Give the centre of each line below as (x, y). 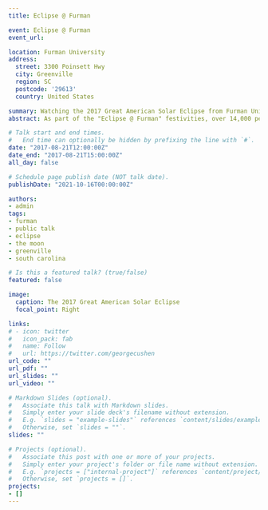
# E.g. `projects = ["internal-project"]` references (103, 472)
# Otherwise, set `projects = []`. (71, 479)
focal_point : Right (48, 309)
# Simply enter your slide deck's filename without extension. (119, 412)
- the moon (26, 243)
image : (19, 295)
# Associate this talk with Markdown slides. (89, 405)
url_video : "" (32, 383)
